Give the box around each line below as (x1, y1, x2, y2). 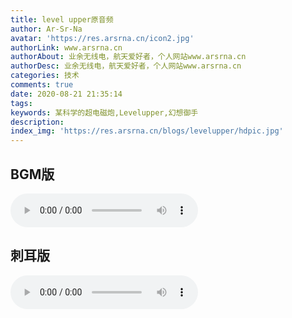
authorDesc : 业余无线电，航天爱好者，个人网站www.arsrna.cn (10, 61, 242, 71)
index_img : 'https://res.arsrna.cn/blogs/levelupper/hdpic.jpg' (10, 126, 284, 136)
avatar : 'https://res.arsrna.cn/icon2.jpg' (10, 33, 195, 43)
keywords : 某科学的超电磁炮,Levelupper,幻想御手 (10, 107, 199, 118)
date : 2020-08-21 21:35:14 (10, 89, 123, 99)
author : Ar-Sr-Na (10, 24, 83, 34)
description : (10, 117, 65, 127)
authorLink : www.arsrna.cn (10, 42, 123, 53)
